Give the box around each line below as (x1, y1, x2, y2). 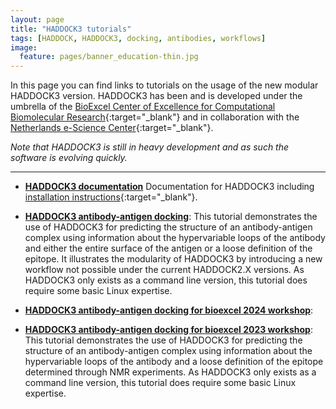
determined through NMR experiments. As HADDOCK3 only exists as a (24, 366, 317, 378)
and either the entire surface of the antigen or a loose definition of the (24, 242, 313, 255)
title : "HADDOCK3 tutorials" (10, 24, 132, 34)
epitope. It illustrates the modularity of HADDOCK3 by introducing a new (24, 253, 323, 265)
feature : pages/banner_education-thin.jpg (19, 52, 199, 62)
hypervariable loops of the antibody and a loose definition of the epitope (24, 356, 324, 368)
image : (10, 42, 38, 53)
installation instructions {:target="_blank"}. (24, 191, 198, 203)
